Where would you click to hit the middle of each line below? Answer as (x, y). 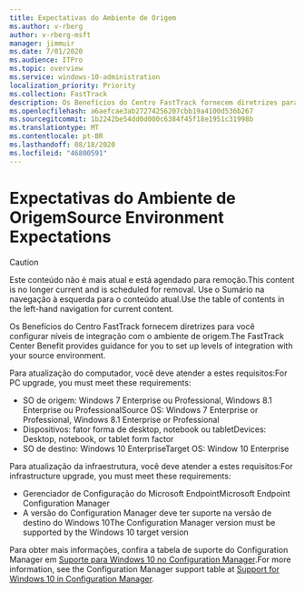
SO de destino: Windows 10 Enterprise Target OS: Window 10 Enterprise (156, 448)
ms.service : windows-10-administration (85, 77)
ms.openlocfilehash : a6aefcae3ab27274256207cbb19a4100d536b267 (132, 111)
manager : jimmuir (42, 43)
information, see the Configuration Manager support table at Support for (144, 568)
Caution (24, 262)
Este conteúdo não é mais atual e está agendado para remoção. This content (152, 279)
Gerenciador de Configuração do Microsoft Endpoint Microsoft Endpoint (156, 493)
